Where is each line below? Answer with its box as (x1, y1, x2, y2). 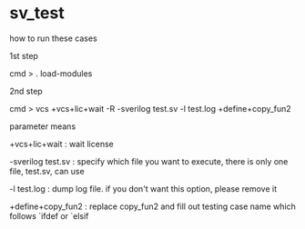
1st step (9, 50, 39, 61)
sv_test (9, 3, 66, 24)
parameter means (9, 121, 76, 132)
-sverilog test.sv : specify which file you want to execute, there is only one (9, 155, 289, 166)
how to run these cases (9, 33, 97, 44)
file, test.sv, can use (9, 165, 85, 176)
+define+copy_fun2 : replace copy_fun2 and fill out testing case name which (9, 201, 296, 212)
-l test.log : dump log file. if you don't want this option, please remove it (9, 183, 278, 194)
